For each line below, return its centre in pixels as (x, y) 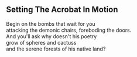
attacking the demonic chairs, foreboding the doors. (69, 30)
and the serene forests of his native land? (56, 49)
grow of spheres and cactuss (41, 42)
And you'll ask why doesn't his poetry (52, 36)
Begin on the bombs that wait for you (51, 24)
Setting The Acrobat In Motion (62, 10)
